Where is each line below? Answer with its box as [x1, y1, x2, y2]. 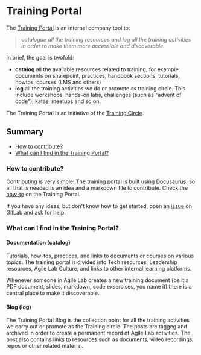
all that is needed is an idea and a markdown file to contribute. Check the [6, 184, 188, 192]
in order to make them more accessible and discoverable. [21, 42, 165, 49]
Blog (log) [6, 303, 31, 310]
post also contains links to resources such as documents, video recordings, [6, 336, 194, 343]
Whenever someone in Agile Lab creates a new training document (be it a [6, 277, 189, 284]
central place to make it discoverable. [6, 289, 100, 297]
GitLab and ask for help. [6, 209, 66, 216]
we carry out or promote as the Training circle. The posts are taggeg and [6, 323, 188, 330]
